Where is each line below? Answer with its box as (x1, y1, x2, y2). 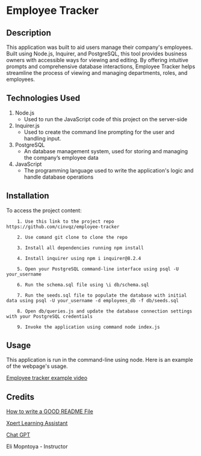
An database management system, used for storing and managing (23, 147, 188, 154)
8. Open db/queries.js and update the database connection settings (17, 308, 193, 314)
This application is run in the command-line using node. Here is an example (6, 356, 194, 364)
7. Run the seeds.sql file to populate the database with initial (17, 292, 187, 299)
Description (6, 28, 51, 38)
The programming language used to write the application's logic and (23, 166, 194, 174)
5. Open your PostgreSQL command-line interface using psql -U (17, 266, 179, 272)
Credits (6, 391, 35, 402)
